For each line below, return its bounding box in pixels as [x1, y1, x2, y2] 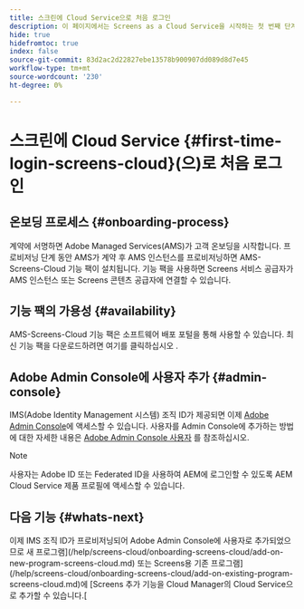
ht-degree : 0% [9, 81, 63, 90]
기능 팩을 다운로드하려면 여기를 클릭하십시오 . [18, 341, 179, 352]
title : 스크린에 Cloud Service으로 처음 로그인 [9, 13, 172, 23]
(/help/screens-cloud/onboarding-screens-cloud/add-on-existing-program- [9, 568, 294, 579]
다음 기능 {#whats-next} [9, 509, 145, 525]
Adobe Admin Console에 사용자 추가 [9, 369, 210, 385]
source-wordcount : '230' [9, 72, 103, 82]
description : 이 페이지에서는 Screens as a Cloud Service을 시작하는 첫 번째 [9, 22, 281, 31]
